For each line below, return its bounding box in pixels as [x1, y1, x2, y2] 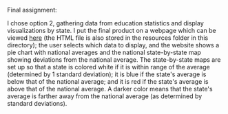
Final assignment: [7, 6, 57, 14]
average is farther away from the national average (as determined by [7, 92, 203, 100]
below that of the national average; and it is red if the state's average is [7, 78, 209, 85]
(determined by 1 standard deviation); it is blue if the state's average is [7, 70, 207, 78]
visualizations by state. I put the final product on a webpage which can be [7, 27, 217, 34]
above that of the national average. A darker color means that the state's [7, 85, 213, 93]
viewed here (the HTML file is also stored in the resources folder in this [7, 34, 209, 42]
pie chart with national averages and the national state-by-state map [7, 48, 202, 56]
